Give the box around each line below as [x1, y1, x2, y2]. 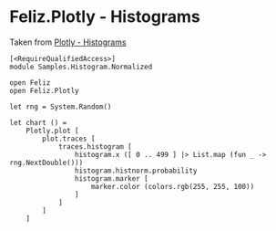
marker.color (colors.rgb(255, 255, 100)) [90, 182, 255, 191]
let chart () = [9, 118, 67, 127]
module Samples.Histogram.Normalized [9, 62, 153, 71]
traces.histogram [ [57, 142, 132, 152]
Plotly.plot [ [26, 126, 79, 135]
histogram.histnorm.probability [74, 166, 198, 175]
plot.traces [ [42, 134, 96, 143]
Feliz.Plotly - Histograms [9, 6, 200, 27]
